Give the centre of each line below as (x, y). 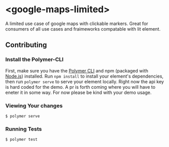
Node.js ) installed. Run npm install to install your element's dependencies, (84, 76)
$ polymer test (22, 140)
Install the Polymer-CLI (35, 60)
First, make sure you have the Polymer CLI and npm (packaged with (77, 70)
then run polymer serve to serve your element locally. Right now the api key (85, 81)
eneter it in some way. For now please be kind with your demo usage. (79, 92)
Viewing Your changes (34, 106)
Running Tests (24, 129)
